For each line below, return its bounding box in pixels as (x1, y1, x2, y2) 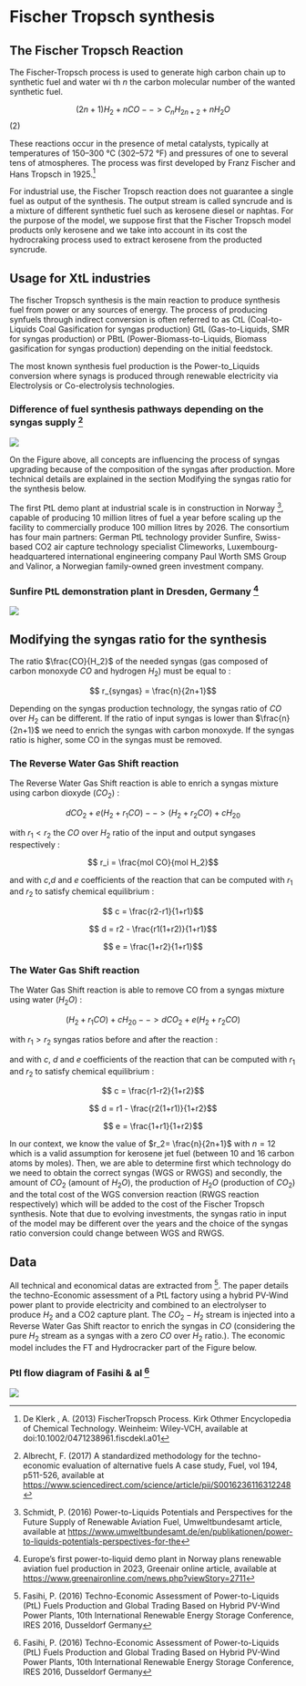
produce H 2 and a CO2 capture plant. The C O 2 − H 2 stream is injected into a (9, 1309, 296, 1322)
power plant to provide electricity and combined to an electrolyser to (9, 1299, 267, 1310)
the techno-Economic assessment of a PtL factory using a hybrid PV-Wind (9, 1290, 289, 1300)
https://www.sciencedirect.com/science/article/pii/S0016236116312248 (22, 1479, 291, 1490)
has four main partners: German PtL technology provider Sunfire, (9, 531, 253, 542)
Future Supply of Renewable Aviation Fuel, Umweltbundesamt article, (22, 1516, 282, 1527)
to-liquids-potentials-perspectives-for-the (22, 1536, 181, 1547)
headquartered (9, 550, 66, 561)
